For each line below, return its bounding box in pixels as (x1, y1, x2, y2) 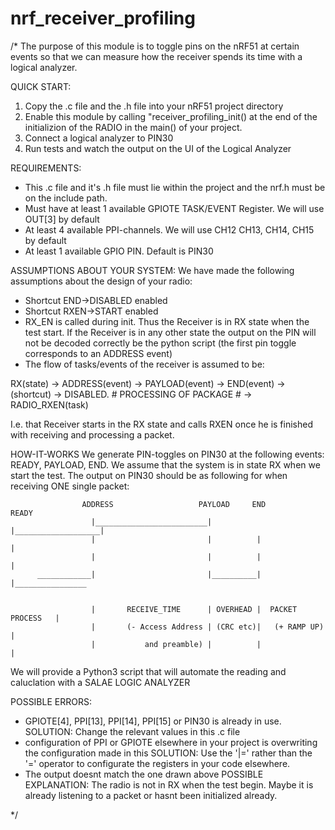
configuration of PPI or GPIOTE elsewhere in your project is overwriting (24, 736, 318, 748)
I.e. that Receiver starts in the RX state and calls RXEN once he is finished (10, 418, 314, 430)
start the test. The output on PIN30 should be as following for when (10, 469, 288, 481)
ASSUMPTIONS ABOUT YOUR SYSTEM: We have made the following (10, 264, 295, 276)
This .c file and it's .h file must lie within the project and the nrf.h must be (24, 181, 326, 193)
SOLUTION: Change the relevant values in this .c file (24, 725, 241, 737)
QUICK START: (10, 80, 72, 92)
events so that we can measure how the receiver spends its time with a (10, 50, 303, 62)
